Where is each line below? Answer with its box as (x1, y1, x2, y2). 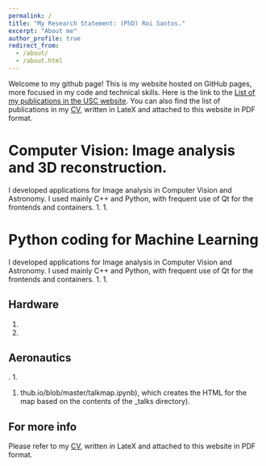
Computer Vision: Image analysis (8, 142, 235, 160)
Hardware (8, 297, 59, 311)
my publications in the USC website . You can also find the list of (8, 96, 221, 106)
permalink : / (8, 11, 52, 20)
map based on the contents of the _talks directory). (19, 397, 191, 406)
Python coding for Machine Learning (8, 231, 260, 248)
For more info (8, 420, 77, 434)
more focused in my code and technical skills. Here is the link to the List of (8, 87, 256, 97)
